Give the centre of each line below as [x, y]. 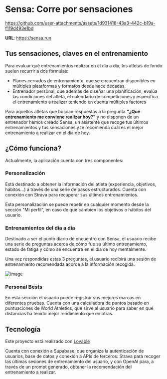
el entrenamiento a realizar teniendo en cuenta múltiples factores [79, 102]
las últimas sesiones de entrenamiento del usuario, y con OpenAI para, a [80, 362]
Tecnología [23, 329]
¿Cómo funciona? [33, 148]
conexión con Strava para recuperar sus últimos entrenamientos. [72, 194]
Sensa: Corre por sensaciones [69, 9]
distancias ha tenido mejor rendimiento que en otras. [59, 314]
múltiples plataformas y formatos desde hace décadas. [69, 86]
